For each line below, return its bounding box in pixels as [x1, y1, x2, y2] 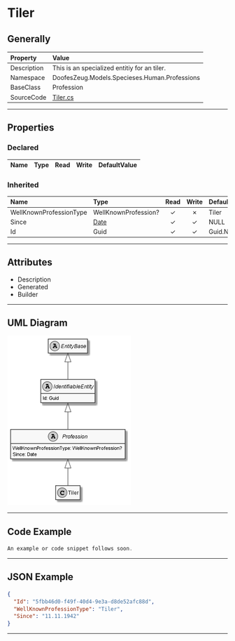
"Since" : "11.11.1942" [13, 613, 80, 620]
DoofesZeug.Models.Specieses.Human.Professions [52, 74, 201, 81]
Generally [7, 33, 51, 45]
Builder [17, 290, 38, 298]
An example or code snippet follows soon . [7, 546, 133, 553]
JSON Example [7, 571, 73, 583]
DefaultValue [98, 161, 138, 169]
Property [10, 53, 37, 62]
